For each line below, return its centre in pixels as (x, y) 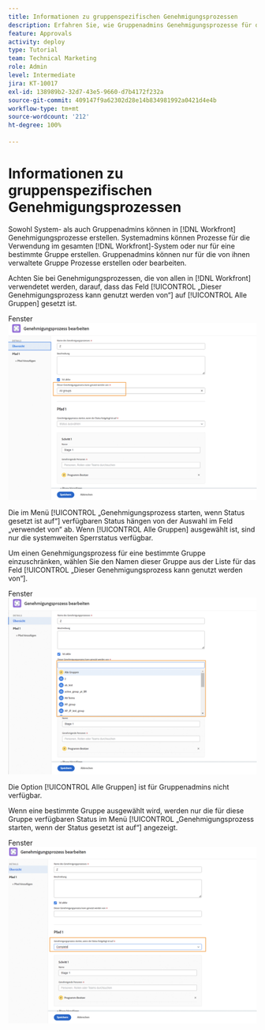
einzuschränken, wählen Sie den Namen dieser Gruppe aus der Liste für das (132, 561)
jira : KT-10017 (33, 83)
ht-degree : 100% (35, 125)
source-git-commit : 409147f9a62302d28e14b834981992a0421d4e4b (112, 100)
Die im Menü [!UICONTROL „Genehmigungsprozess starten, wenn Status (127, 512)
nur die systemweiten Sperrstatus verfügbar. (81, 537)
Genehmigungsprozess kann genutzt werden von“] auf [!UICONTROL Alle (127, 295)
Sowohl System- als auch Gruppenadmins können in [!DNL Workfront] (122, 229)
